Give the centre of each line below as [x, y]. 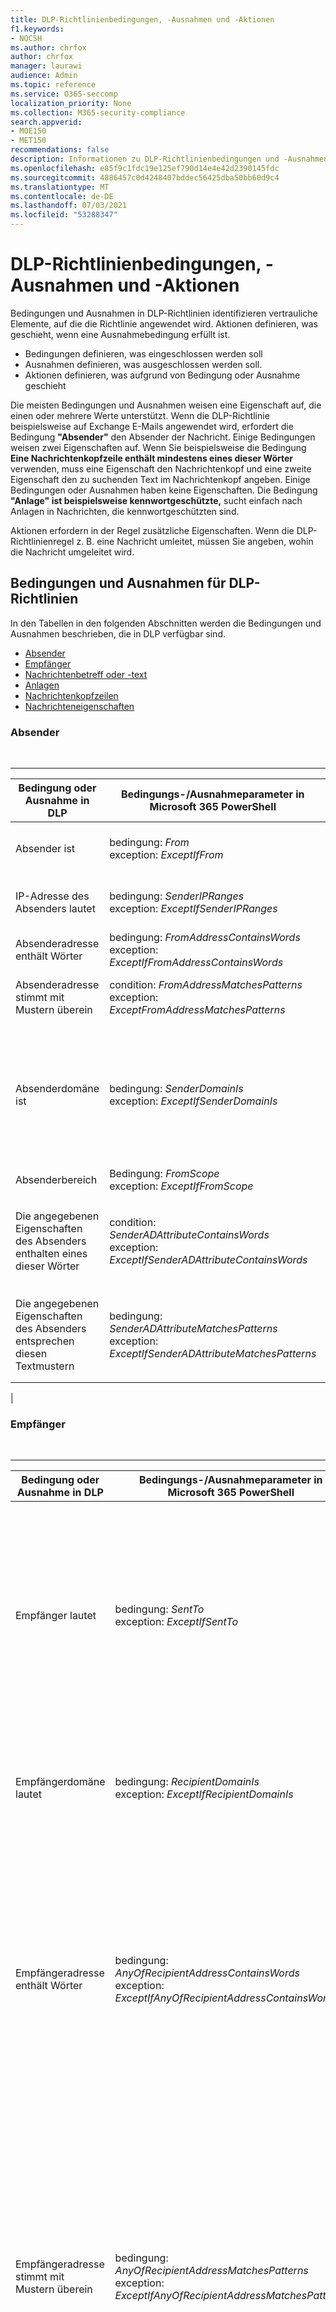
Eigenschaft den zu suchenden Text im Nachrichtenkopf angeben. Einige [160, 479]
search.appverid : [46, 122]
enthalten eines [51, 1254]
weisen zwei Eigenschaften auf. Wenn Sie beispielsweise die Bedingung [158, 447]
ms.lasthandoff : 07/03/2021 [69, 206]
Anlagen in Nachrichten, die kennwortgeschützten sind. [125, 511]
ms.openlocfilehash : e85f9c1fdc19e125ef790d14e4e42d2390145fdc [145, 168]
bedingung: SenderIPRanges [177, 896]
